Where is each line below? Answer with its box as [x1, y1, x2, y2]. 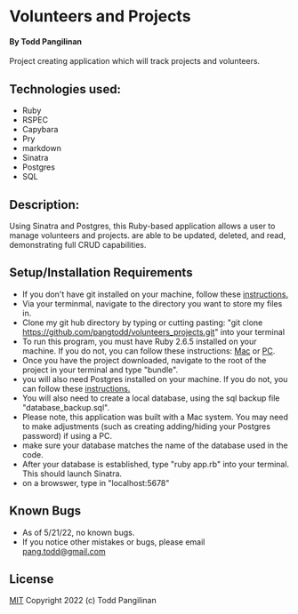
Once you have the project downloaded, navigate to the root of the [21, 355, 267, 365]
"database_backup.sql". [21, 402, 109, 412]
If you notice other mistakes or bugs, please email [21, 536, 205, 547]
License [9, 571, 54, 587]
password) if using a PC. [21, 430, 113, 441]
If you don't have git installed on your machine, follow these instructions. [21, 289, 289, 299]
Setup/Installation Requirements [9, 265, 193, 281]
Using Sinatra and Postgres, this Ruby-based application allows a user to [9, 220, 276, 232]
